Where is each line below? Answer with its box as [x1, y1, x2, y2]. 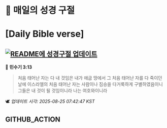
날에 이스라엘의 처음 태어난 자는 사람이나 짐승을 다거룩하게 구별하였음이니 [17, 81, 163, 87]
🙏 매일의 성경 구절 [5, 5, 75, 16]
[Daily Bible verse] [5, 28, 84, 40]
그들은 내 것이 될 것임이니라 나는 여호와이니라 [17, 87, 108, 94]
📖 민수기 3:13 [5, 64, 32, 70]
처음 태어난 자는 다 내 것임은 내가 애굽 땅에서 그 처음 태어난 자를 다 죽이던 [17, 75, 162, 81]
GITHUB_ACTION [5, 115, 61, 123]
